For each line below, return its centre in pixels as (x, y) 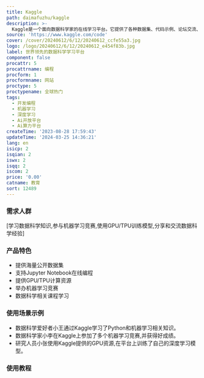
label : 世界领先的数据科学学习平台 (46, 52)
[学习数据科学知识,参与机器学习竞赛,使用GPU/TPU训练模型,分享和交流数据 (99, 226)
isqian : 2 (19, 154)
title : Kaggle (24, 12)
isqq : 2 (16, 166)
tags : (13, 97)
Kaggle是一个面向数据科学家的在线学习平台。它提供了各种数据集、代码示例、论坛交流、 (107, 29)
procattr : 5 (21, 63)
